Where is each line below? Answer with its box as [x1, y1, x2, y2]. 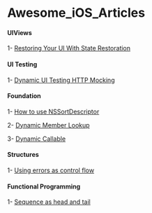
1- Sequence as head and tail [7, 198, 91, 206]
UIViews [7, 28, 33, 36]
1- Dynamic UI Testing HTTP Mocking [7, 76, 115, 84]
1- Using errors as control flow [7, 166, 95, 174]
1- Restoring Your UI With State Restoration [7, 44, 131, 53]
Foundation [7, 92, 42, 100]
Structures [7, 151, 40, 159]
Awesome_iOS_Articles [7, 5, 145, 21]
